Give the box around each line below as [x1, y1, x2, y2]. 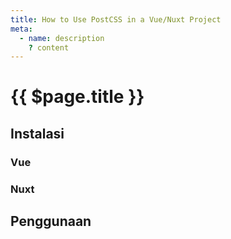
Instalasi [10, 125, 65, 142]
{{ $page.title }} [10, 86, 145, 108]
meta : [10, 24, 33, 34]
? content [28, 42, 70, 53]
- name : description [19, 33, 105, 43]
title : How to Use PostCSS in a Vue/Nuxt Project [10, 14, 222, 25]
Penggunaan [10, 213, 92, 230]
